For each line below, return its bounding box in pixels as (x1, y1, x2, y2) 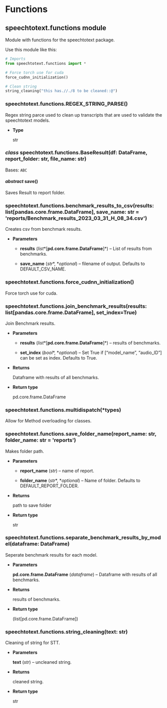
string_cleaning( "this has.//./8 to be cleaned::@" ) (5, 88, 118, 94)
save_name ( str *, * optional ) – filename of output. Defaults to (20, 260, 145, 267)
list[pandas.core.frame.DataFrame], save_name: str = (5, 208, 139, 215)
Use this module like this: (5, 47, 57, 52)
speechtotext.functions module (5, 24, 107, 32)
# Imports (5, 56, 26, 61)
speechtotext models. (5, 117, 50, 123)
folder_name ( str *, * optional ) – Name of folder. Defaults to (20, 477, 140, 483)
